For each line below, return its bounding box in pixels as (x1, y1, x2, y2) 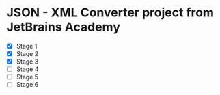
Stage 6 (16, 81, 39, 89)
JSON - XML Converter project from (6, 5, 215, 21)
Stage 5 (16, 73, 39, 81)
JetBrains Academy (6, 19, 121, 35)
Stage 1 (16, 42, 38, 50)
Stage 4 (16, 65, 39, 73)
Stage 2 (16, 50, 39, 57)
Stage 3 (16, 57, 39, 66)
